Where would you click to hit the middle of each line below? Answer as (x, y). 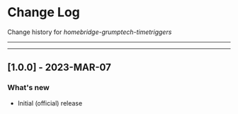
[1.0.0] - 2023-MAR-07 (59, 68)
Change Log (44, 12)
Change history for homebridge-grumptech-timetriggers (90, 32)
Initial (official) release (50, 103)
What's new (28, 88)
